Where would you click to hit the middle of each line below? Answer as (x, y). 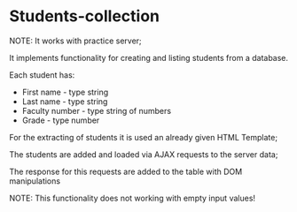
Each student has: (42, 75)
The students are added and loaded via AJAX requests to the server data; (144, 154)
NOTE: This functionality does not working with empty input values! (132, 198)
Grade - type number (61, 120)
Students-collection (85, 16)
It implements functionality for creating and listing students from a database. (149, 57)
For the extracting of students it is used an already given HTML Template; (143, 137)
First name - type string (65, 92)
